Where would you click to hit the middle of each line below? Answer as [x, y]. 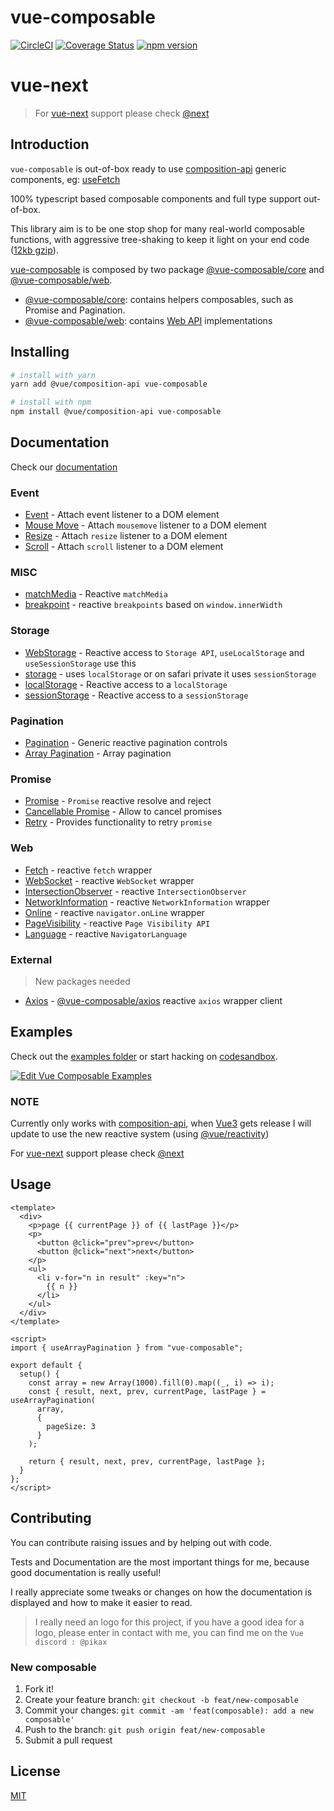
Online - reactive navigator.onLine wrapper [114, 912]
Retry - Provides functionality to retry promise [118, 822]
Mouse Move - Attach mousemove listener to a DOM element [145, 525]
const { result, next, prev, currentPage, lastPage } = [147, 1391]
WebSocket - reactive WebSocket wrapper [109, 880]
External [31, 959]
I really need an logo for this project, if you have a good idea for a [169, 1622]
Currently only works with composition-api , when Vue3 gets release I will [161, 1123]
